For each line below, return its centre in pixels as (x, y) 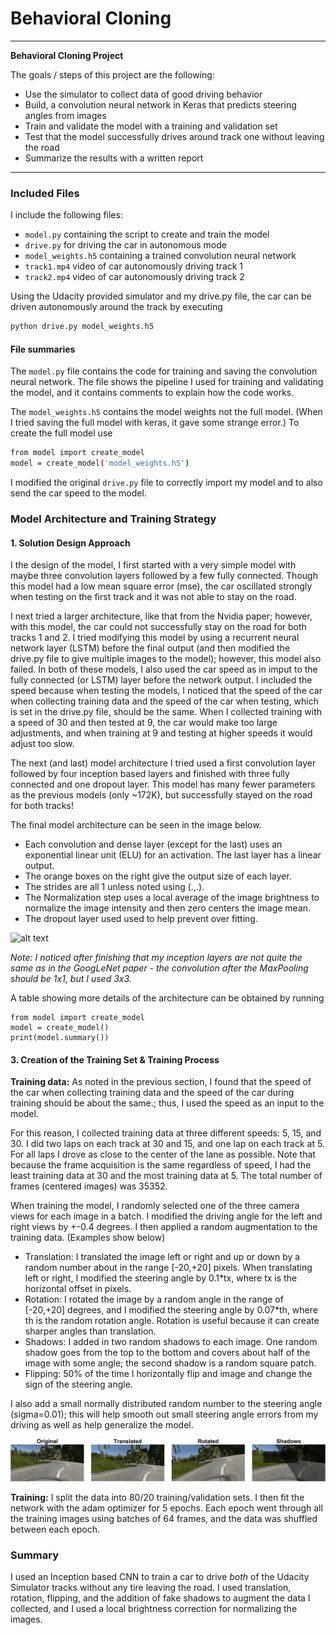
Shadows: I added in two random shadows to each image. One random (171, 1342)
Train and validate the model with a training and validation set (151, 126)
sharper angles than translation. (90, 1331)
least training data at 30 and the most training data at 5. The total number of (166, 1176)
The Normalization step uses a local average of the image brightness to (172, 898)
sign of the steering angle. (78, 1384)
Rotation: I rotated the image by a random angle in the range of (154, 1299)
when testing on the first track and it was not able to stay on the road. (153, 597)
